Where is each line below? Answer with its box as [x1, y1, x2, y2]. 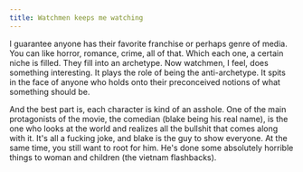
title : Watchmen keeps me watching [9, 13, 144, 23]
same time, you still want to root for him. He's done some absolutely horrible [9, 142, 294, 153]
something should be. [9, 86, 90, 97]
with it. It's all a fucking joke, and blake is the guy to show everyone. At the [9, 132, 288, 143]
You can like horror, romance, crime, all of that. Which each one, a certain [9, 47, 284, 59]
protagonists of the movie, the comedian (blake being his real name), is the [9, 113, 289, 124]
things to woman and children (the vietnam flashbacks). [9, 151, 217, 163]
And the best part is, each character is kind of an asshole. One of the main [9, 103, 287, 114]
